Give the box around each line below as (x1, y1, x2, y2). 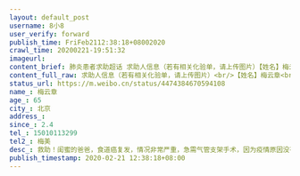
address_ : (9, 112, 46, 121)
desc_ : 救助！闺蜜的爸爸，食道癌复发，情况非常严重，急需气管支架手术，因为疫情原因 (9, 145, 284, 154)
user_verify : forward (9, 29, 90, 38)
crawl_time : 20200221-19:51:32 (9, 46, 126, 55)
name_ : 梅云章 (9, 87, 58, 96)
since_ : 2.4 (9, 121, 54, 130)
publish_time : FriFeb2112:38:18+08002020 (9, 37, 166, 47)
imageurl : (9, 54, 46, 63)
